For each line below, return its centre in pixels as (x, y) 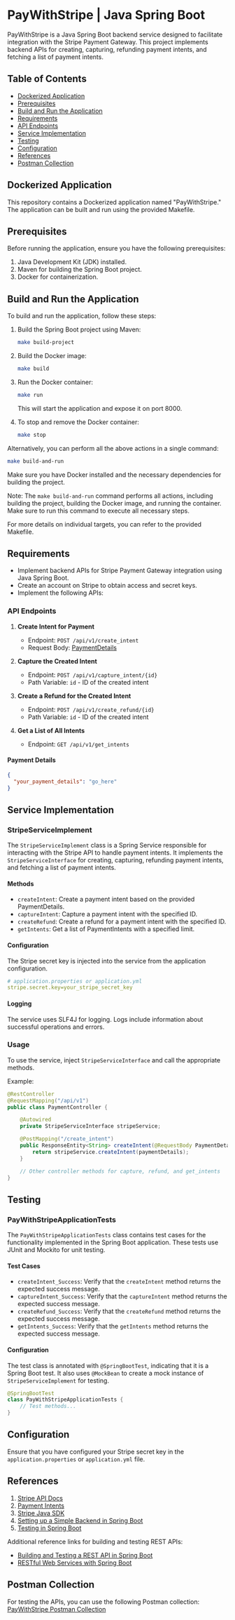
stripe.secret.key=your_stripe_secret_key (70, 988)
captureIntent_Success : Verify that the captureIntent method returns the (122, 1296)
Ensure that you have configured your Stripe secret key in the (95, 1451)
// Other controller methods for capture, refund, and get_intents (120, 1171)
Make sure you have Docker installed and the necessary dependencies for (114, 475)
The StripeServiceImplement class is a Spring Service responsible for (107, 845)
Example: (21, 1081)
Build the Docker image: (52, 356)
